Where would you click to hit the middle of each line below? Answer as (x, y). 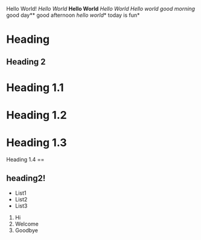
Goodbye (26, 230)
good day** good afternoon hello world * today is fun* (73, 15)
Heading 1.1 (35, 87)
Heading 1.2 (37, 115)
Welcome (27, 224)
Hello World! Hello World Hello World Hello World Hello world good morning (101, 9)
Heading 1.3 (37, 143)
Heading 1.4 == (25, 159)
